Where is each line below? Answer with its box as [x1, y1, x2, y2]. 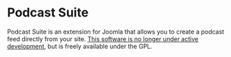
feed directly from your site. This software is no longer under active [7, 34, 199, 43]
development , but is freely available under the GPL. [7, 42, 153, 50]
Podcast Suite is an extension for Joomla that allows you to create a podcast [7, 27, 225, 36]
